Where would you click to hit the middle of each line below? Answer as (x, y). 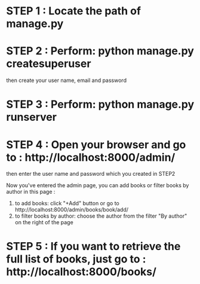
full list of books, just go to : (76, 259)
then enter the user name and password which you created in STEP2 (91, 174)
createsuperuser (49, 64)
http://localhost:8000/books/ (81, 272)
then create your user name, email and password (67, 80)
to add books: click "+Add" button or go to (67, 203)
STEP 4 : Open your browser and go (96, 144)
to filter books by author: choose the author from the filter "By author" (101, 216)
